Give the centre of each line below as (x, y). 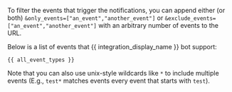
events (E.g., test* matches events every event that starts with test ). (109, 81)
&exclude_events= (190, 19)
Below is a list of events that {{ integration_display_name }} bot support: (112, 47)
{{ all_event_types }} (41, 60)
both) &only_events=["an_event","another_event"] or (85, 18)
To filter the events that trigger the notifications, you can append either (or (116, 10)
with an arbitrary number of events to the (159, 25)
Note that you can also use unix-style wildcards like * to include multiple (113, 73)
